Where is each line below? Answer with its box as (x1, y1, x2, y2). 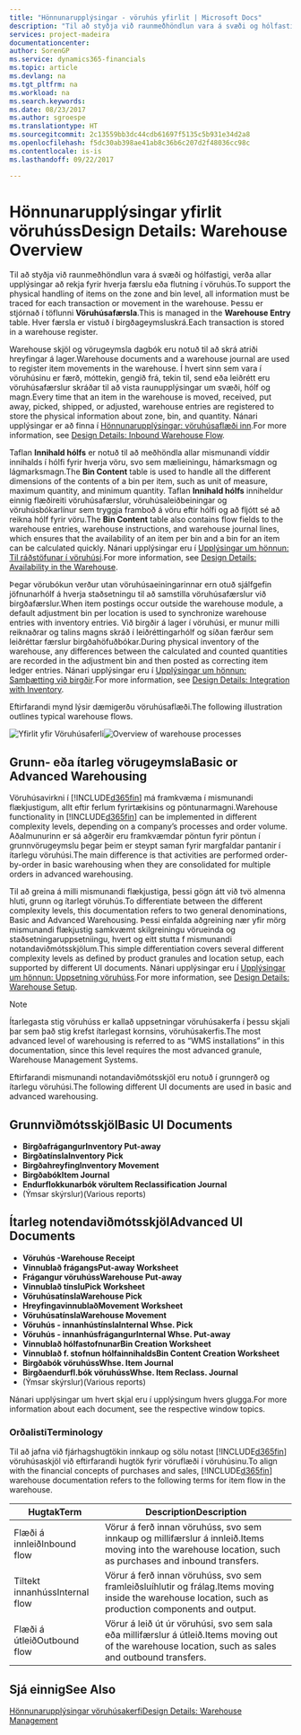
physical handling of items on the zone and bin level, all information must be (9, 288, 290, 299)
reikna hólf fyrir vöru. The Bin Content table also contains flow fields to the (9, 514, 284, 525)
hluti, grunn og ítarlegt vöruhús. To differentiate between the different (9, 895, 262, 907)
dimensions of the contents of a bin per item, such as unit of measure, (9, 476, 269, 487)
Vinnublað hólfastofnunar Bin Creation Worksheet (21, 1338, 212, 1349)
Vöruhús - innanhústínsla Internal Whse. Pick (21, 1319, 193, 1330)
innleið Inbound (13, 1537, 77, 1550)
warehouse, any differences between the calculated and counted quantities (9, 646, 288, 656)
